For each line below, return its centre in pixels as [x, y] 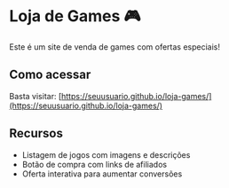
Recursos [36, 133]
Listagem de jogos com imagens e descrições [106, 154]
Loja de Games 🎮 [75, 16]
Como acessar [50, 75]
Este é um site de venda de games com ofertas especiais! [114, 47]
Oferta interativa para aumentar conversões [102, 174]
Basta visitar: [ [36, 96]
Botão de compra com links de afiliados [94, 164]
